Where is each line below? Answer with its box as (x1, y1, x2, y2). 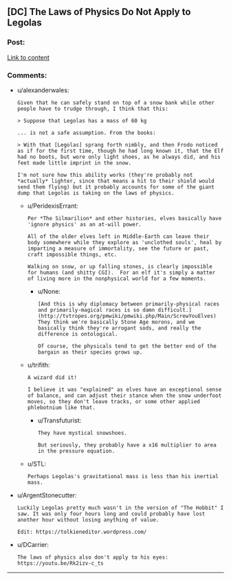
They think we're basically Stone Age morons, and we (37, 319, 195, 325)
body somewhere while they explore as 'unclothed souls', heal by (27, 239, 222, 246)
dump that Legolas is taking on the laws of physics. (16, 189, 175, 196)
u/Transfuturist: (37, 416, 82, 425)
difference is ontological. (37, 330, 118, 337)
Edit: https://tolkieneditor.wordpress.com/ (16, 528, 147, 535)
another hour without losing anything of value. (16, 516, 159, 523)
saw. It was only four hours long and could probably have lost (16, 510, 206, 517)
